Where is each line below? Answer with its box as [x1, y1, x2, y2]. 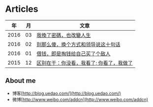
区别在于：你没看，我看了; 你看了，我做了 [36, 59, 133, 66]
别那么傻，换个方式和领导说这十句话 [36, 41, 121, 48]
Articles [5, 3, 38, 15]
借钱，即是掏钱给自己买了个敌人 [36, 50, 111, 57]
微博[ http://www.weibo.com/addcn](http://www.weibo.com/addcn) [12, 96, 149, 102]
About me [5, 76, 36, 85]
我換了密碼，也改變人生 [36, 32, 91, 38]
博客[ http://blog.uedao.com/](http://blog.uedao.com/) [12, 90, 122, 96]
